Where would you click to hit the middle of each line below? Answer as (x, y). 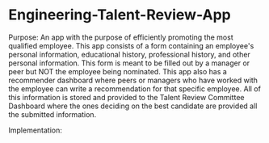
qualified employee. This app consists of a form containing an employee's (131, 45)
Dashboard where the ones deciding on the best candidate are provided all (133, 106)
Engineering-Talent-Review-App (120, 15)
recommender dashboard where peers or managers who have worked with (133, 80)
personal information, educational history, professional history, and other (129, 54)
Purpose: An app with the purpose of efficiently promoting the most (121, 37)
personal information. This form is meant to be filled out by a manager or (129, 63)
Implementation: (36, 130)
